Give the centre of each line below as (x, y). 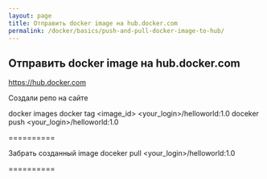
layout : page (30, 16)
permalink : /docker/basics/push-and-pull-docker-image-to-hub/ (117, 31)
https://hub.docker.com (47, 83)
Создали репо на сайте (48, 98)
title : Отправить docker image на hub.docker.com (93, 23)
